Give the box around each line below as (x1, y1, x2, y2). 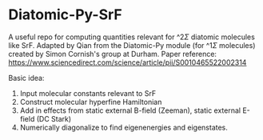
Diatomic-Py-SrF (8, 6, 122, 24)
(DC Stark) (36, 114, 72, 123)
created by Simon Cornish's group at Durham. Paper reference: (8, 49, 217, 58)
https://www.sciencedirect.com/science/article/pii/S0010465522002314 (8, 58, 247, 67)
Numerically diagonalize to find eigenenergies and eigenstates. (19, 122, 228, 132)
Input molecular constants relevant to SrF (19, 88, 157, 98)
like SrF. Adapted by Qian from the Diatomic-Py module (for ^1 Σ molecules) (8, 40, 256, 50)
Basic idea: (8, 73, 45, 82)
